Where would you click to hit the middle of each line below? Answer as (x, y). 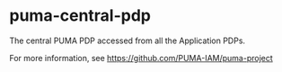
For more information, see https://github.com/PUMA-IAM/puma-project (141, 58)
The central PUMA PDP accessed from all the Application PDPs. (127, 40)
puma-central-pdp (80, 16)
